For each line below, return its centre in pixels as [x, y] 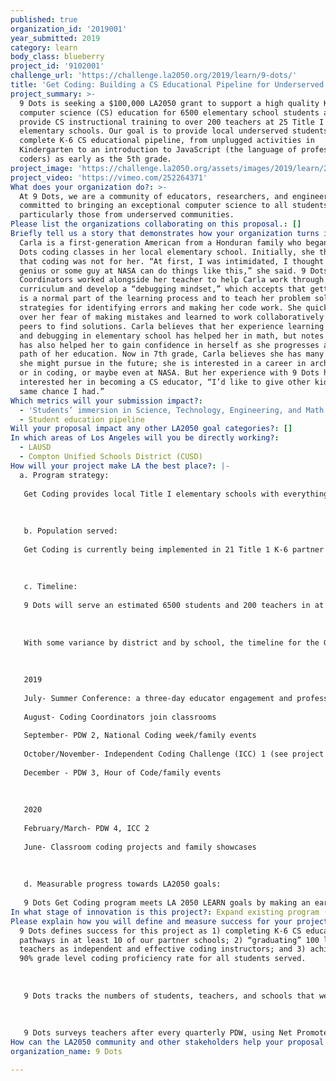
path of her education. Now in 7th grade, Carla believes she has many [172, 354]
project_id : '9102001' [57, 66]
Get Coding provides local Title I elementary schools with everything [176, 494]
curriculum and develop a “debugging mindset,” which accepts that [163, 289]
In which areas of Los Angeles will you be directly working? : [145, 438]
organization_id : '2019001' [69, 29]
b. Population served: [70, 531]
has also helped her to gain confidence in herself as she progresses [169, 345]
